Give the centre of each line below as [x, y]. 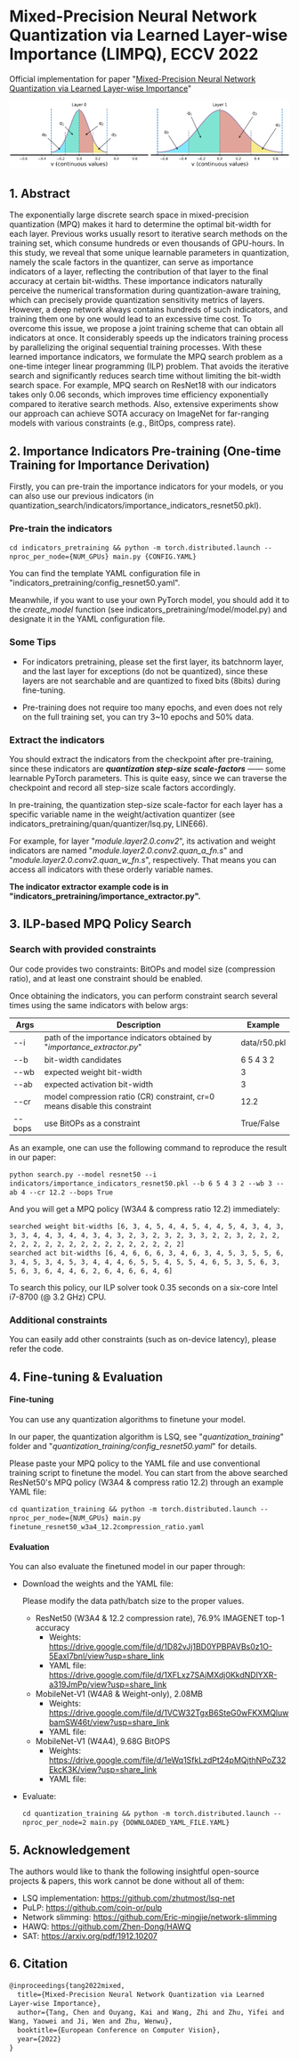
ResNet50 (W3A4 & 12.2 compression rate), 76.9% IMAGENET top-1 [160, 1618]
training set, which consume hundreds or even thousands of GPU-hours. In [147, 243]
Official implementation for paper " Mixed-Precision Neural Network [133, 78]
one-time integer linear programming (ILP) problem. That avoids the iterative [149, 366]
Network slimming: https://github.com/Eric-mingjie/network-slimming [149, 1918]
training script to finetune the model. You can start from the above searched [149, 1473]
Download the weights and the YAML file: [97, 1584]
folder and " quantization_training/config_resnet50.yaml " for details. [133, 1446]
